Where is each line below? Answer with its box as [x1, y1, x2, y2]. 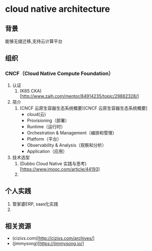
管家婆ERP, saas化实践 [12, 201, 59, 207]
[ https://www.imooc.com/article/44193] [19, 166, 100, 172]
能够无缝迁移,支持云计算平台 [5, 38, 63, 44]
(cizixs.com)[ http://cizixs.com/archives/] [12, 235, 95, 241]
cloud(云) [27, 111, 46, 117]
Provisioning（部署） [27, 117, 70, 123]
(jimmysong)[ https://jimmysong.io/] [12, 241, 85, 247]
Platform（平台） [27, 136, 61, 142]
